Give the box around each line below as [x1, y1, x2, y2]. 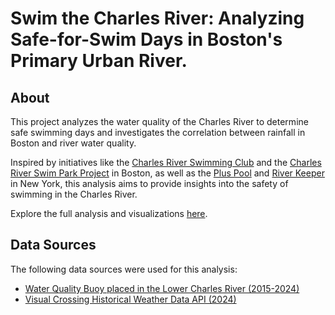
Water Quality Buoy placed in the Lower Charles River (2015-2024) [24, 282, 300, 294]
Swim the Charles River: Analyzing [10, 7, 305, 30]
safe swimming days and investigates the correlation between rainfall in [10, 127, 306, 138]
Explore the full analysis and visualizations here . [10, 208, 208, 219]
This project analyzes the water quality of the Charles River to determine [10, 116, 309, 127]
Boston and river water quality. [10, 137, 137, 149]
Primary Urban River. [10, 50, 188, 72]
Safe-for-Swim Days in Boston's [10, 28, 283, 51]
